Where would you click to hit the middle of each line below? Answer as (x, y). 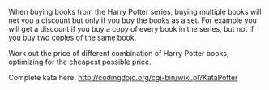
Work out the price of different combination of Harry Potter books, (119, 53)
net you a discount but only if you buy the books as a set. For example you (133, 20)
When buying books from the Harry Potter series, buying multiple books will (135, 12)
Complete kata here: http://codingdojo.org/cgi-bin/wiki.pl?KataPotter (123, 77)
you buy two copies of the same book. (73, 37)
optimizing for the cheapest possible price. (80, 62)
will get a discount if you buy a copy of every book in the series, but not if (131, 29)
